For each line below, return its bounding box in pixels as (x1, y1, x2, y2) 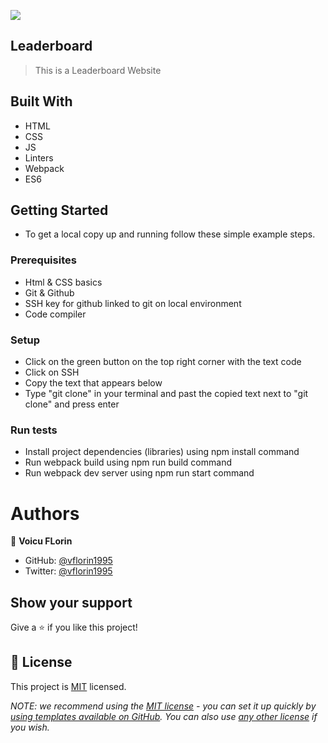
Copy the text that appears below (24, 377, 163, 389)
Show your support (10, 594, 133, 611)
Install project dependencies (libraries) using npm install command (24, 446, 300, 458)
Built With (10, 93, 73, 110)
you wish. (10, 721, 50, 733)
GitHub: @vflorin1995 (24, 555, 113, 567)
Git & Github (24, 286, 75, 299)
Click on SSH (24, 366, 80, 379)
